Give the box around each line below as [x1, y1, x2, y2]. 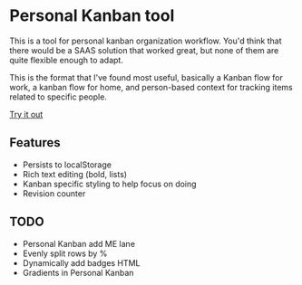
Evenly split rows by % [22, 248, 108, 259]
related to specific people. [9, 91, 107, 102]
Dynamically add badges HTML [22, 257, 141, 268]
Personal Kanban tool [9, 5, 175, 26]
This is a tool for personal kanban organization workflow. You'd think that [9, 35, 282, 46]
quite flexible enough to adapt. [9, 54, 124, 65]
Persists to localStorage [22, 159, 112, 170]
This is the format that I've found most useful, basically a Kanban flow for [9, 71, 284, 82]
